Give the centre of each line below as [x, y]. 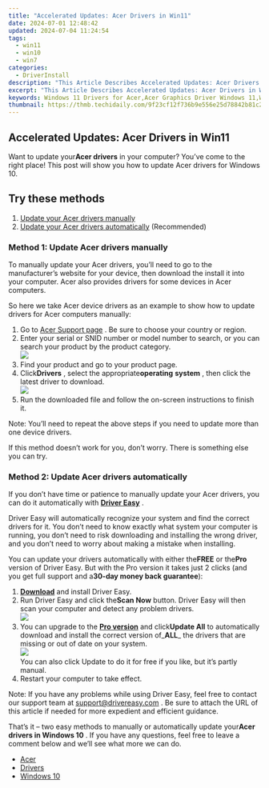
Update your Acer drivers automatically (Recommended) [113, 226]
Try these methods [57, 199]
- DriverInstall [42, 75]
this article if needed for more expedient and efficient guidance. [113, 711]
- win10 [28, 53]
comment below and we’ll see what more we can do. [95, 744]
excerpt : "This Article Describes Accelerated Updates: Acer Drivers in [132, 90]
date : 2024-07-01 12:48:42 [53, 23]
